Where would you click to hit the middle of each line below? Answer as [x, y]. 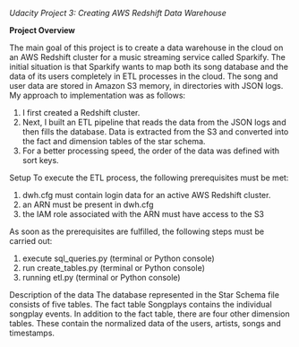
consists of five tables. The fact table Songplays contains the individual [141, 304]
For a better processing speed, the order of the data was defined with [151, 151]
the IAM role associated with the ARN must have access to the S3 [143, 214]
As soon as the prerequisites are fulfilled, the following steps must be [137, 231]
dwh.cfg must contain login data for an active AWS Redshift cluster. [146, 195]
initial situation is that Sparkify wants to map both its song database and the [149, 67]
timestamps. [32, 333]
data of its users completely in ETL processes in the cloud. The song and [144, 76]
